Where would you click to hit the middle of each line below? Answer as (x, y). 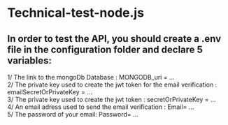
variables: (30, 60)
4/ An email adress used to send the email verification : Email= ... (101, 107)
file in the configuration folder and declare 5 (105, 49)
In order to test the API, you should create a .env (114, 39)
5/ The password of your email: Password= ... (73, 114)
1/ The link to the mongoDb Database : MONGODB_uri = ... (91, 77)
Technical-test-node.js (76, 13)
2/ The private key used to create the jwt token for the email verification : (112, 84)
